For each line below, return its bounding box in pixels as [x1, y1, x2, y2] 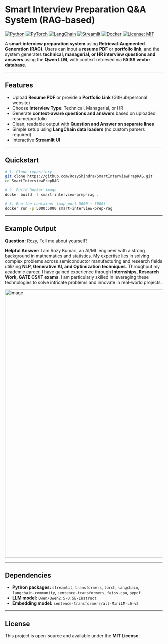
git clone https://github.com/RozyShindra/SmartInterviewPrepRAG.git [5, 174, 153, 179]
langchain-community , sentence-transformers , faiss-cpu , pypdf [12, 590, 141, 596]
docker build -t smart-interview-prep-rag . [5, 192, 99, 197]
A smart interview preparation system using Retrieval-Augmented [5, 40, 145, 46]
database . [5, 62, 26, 68]
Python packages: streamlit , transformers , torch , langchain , [12, 584, 140, 590]
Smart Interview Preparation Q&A [5, 4, 146, 15]
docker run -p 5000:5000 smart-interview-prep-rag [5, 206, 113, 211]
